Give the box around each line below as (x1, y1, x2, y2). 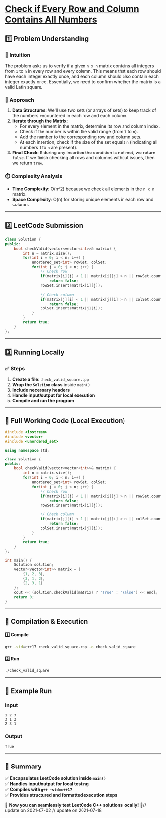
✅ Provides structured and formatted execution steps (5, 792, 118, 798)
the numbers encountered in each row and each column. (12, 113, 128, 119)
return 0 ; (14, 595, 35, 600)
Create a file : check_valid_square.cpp (12, 376, 89, 382)
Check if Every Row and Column (5, 3, 139, 15)
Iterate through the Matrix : (12, 118, 68, 124)
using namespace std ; (5, 448, 50, 453)
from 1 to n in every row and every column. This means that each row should (5, 68, 161, 74)
